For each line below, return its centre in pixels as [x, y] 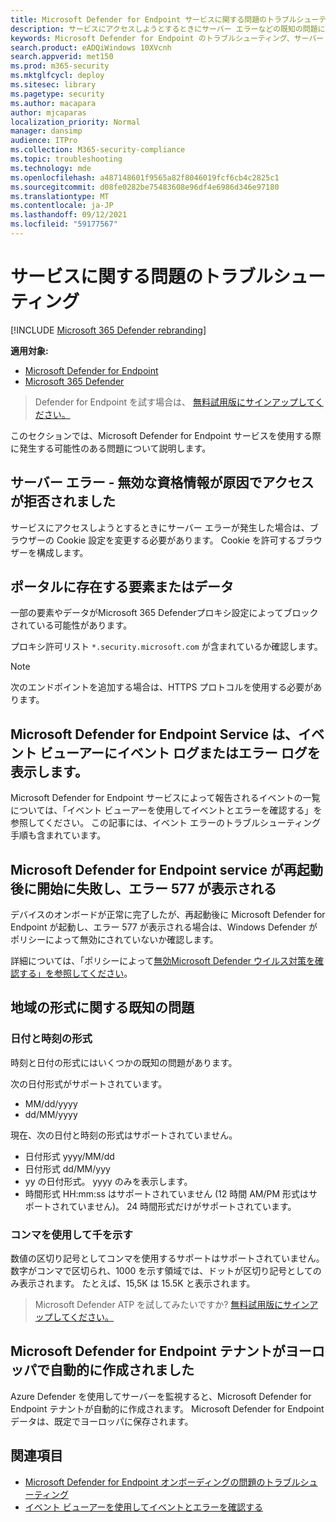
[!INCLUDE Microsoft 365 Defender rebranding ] [108, 330]
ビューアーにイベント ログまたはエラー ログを [180, 752]
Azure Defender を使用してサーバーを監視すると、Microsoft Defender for [161, 1396]
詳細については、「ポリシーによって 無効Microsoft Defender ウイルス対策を [163, 961]
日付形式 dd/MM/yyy [67, 1168]
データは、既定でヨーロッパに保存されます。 [102, 1421]
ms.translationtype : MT [60, 196]
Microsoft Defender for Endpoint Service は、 [154, 734]
